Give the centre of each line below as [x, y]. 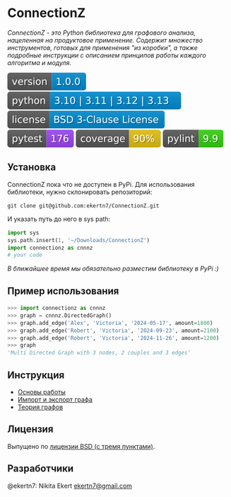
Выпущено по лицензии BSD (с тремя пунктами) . [81, 446]
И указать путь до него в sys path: [59, 219]
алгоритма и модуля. [40, 62]
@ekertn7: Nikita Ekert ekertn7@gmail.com [70, 486]
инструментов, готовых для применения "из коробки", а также [102, 47]
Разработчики [41, 469]
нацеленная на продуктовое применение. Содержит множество [105, 40]
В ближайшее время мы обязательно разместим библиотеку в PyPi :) [113, 269]
